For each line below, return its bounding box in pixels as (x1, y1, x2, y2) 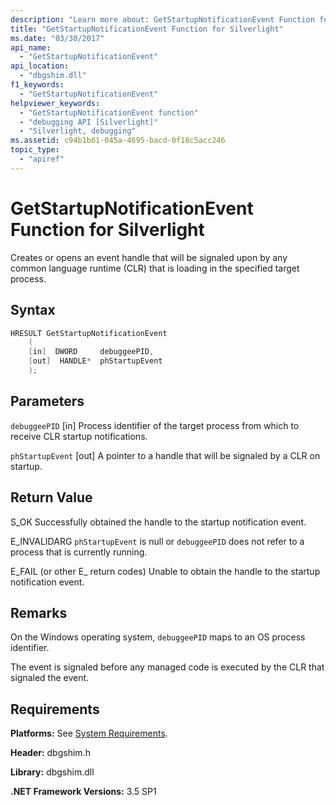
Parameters (10, 393, 85, 410)
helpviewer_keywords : (10, 98, 101, 108)
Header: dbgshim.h (10, 747, 91, 759)
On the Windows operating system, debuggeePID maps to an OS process (10, 631, 306, 643)
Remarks (10, 604, 68, 621)
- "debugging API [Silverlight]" (19, 117, 159, 127)
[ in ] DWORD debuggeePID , (28, 347, 155, 357)
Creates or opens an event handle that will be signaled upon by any (10, 251, 288, 263)
